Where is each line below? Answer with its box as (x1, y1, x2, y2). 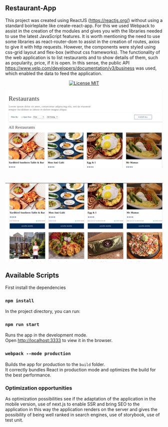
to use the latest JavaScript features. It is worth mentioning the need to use (5, 33, 160, 39)
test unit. (5, 417, 23, 423)
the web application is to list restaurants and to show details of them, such (5, 54, 158, 60)
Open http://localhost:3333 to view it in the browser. (5, 337, 113, 343)
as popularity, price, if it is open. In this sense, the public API (5, 59, 130, 65)
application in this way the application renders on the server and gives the (5, 406, 157, 412)
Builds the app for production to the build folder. (5, 361, 105, 367)
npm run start (5, 321, 39, 327)
